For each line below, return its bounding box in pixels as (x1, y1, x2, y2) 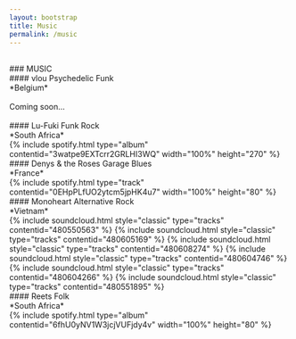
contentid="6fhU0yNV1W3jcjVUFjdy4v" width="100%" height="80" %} (9, 319, 272, 330)
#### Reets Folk (9, 291, 70, 302)
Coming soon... (9, 102, 65, 112)
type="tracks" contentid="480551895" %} (9, 282, 165, 293)
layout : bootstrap (9, 12, 78, 22)
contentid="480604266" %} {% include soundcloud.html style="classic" (9, 272, 276, 283)
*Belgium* (9, 82, 49, 94)
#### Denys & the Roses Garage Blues (9, 158, 152, 169)
